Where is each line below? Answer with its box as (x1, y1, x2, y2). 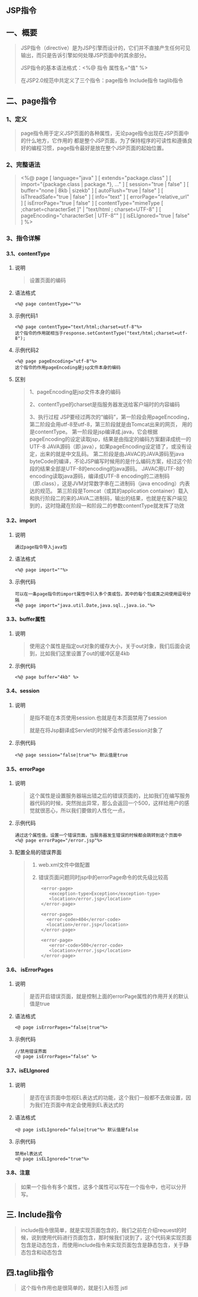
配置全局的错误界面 (14, 849, 62, 856)
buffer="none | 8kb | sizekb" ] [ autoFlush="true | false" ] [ (20, 187, 164, 194)
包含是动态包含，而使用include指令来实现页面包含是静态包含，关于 (20, 1241, 184, 1249)
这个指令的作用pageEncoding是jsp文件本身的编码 (14, 365, 121, 371)
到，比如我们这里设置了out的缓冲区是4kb (29, 650, 130, 657)
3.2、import (6, 517, 37, 524)
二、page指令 (6, 96, 57, 106)
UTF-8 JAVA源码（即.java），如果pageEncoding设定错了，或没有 (29, 443, 187, 450)
